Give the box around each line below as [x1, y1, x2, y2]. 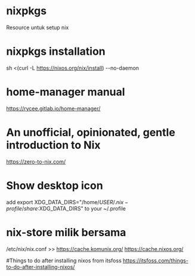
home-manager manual [6, 85, 125, 99]
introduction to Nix [6, 139, 101, 152]
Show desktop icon [6, 178, 103, 192]
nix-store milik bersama [6, 225, 126, 239]
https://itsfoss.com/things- [122, 257, 189, 264]
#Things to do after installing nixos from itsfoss [6, 257, 122, 264]
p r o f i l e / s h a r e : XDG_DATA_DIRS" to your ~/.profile [6, 205, 126, 212]
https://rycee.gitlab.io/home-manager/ [6, 105, 101, 112]
